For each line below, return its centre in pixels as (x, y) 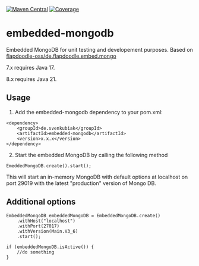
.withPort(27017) (38, 226)
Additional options (41, 202)
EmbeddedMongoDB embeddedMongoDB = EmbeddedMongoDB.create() (83, 215)
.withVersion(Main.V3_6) (48, 231)
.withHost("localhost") (46, 221)
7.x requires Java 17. (31, 67)
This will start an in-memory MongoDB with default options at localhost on (97, 177)
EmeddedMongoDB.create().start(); (49, 166)
